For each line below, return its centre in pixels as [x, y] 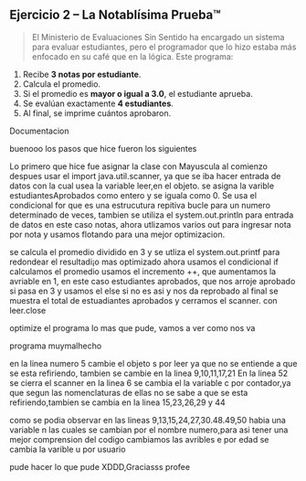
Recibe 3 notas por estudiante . [82, 74]
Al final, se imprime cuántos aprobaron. [97, 112]
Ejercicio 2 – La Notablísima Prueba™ [115, 15]
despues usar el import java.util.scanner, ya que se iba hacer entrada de [145, 176]
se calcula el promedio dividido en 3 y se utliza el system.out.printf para [145, 251]
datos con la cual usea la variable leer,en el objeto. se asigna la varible [142, 186]
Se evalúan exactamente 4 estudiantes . [98, 103]
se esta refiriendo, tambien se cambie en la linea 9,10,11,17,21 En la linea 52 [149, 373]
